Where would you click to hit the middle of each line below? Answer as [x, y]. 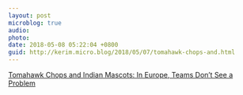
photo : [19, 38]
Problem [22, 83]
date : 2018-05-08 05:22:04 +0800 [63, 45]
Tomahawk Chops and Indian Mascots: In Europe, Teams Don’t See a [121, 75]
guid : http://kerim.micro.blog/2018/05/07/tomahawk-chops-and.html [122, 52]
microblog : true [35, 23]
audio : [19, 30]
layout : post [30, 15]
